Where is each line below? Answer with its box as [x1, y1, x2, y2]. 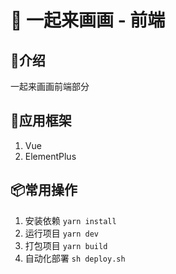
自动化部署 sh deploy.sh [24, 252, 126, 264]
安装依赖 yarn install [24, 214, 117, 226]
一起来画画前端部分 [10, 81, 90, 92]
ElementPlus [24, 150, 77, 162]
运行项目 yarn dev [24, 227, 100, 239]
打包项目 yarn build [24, 239, 108, 251]
